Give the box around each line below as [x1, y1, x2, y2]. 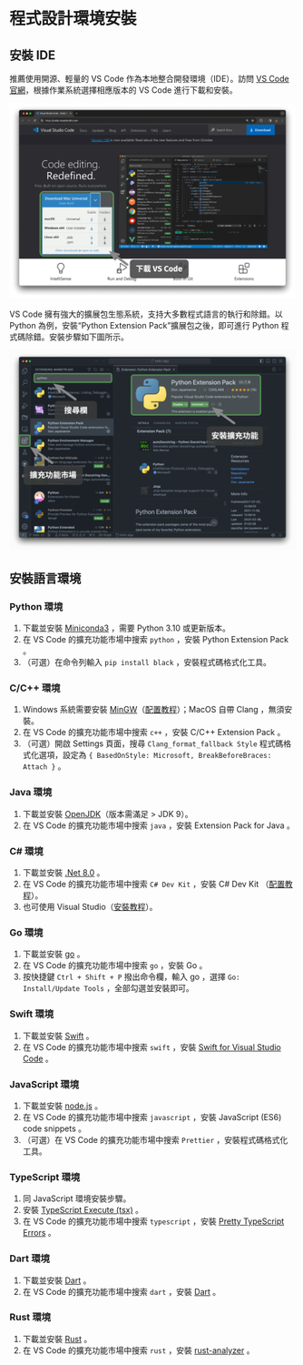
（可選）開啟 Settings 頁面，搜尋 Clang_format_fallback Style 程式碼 [22, 738, 284, 749]
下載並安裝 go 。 [22, 948, 85, 960]
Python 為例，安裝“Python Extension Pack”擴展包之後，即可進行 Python [9, 320, 279, 331]
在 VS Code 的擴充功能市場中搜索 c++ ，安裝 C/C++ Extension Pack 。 [22, 727, 286, 738]
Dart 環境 [9, 1252, 50, 1265]
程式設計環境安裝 [9, 8, 138, 29]
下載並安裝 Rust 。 [22, 1333, 93, 1344]
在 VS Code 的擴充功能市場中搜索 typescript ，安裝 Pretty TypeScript [22, 1216, 285, 1227]
